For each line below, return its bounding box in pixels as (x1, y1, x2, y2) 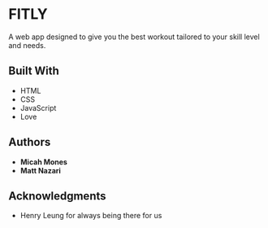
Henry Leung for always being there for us (19, 211, 162, 221)
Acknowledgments (8, 189, 107, 203)
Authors (8, 135, 51, 149)
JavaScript (19, 103, 57, 112)
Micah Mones (19, 156, 67, 167)
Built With (8, 64, 59, 78)
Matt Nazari (19, 165, 61, 175)
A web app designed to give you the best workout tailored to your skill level (8, 32, 260, 42)
